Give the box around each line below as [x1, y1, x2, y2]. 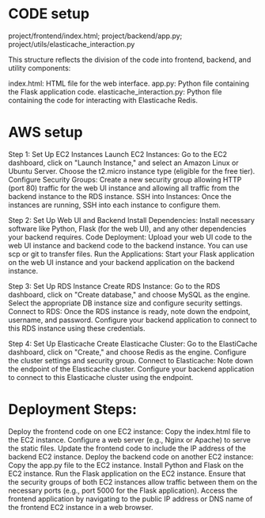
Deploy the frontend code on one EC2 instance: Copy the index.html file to [8, 426, 251, 436]
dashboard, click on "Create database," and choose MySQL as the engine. [8, 290, 251, 299]
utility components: [8, 63, 71, 72]
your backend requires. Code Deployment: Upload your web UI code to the [8, 232, 252, 242]
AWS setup [8, 124, 83, 141]
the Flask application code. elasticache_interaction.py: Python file [8, 86, 222, 96]
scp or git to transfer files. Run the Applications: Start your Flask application [8, 249, 255, 259]
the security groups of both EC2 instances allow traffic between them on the [8, 477, 258, 486]
